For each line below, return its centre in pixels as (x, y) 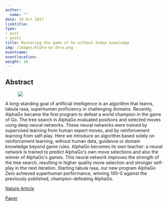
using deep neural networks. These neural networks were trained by (76, 125)
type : (11, 29)
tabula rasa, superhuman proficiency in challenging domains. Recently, (79, 109)
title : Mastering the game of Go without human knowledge (67, 43)
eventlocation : (21, 57)
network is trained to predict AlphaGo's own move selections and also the (82, 152)
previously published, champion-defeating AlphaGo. (60, 179)
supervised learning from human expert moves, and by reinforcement (77, 131)
